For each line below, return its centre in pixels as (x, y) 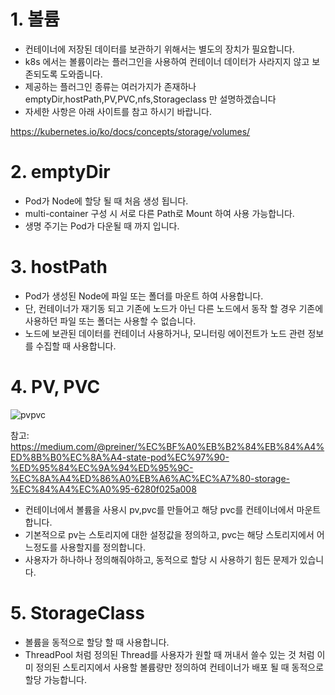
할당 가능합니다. (55, 679)
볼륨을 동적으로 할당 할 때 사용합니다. (97, 642)
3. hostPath (59, 267)
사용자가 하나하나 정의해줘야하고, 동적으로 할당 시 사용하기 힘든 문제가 (161, 559)
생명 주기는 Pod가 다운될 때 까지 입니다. (102, 226)
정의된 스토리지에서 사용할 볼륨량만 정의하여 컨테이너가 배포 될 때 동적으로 (180, 667)
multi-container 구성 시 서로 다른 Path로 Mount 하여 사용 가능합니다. (159, 213)
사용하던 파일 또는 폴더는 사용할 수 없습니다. (110, 321)
